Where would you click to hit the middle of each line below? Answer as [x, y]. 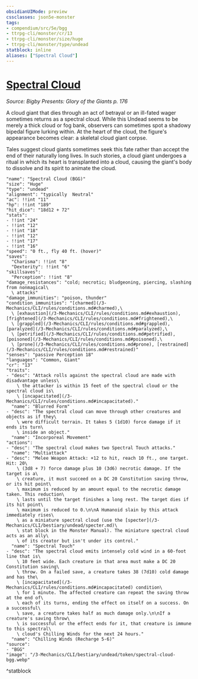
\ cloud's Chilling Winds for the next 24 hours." [80, 634]
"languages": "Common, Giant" [43, 360]
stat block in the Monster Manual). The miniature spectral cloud [105, 530]
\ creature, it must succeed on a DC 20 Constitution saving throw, [103, 479]
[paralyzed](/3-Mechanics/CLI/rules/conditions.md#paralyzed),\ [87, 329]
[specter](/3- [142, 520]
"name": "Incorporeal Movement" [51, 437]
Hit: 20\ [17, 463]
